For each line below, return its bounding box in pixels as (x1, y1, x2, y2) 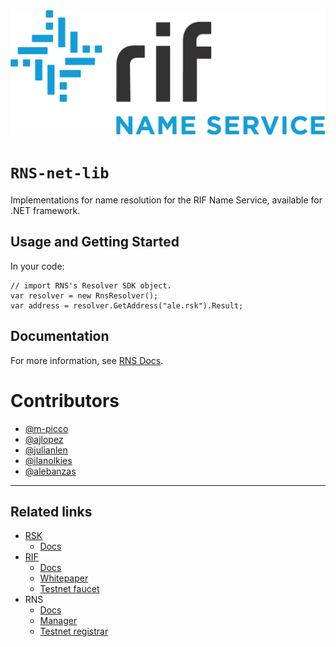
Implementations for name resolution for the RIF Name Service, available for (10, 194, 323, 206)
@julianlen (24, 444, 68, 456)
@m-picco (24, 422, 69, 434)
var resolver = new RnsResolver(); (10, 290, 159, 301)
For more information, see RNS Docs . (10, 354, 164, 366)
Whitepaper (39, 572, 89, 584)
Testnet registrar (39, 625, 109, 638)
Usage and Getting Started (10, 234, 180, 251)
